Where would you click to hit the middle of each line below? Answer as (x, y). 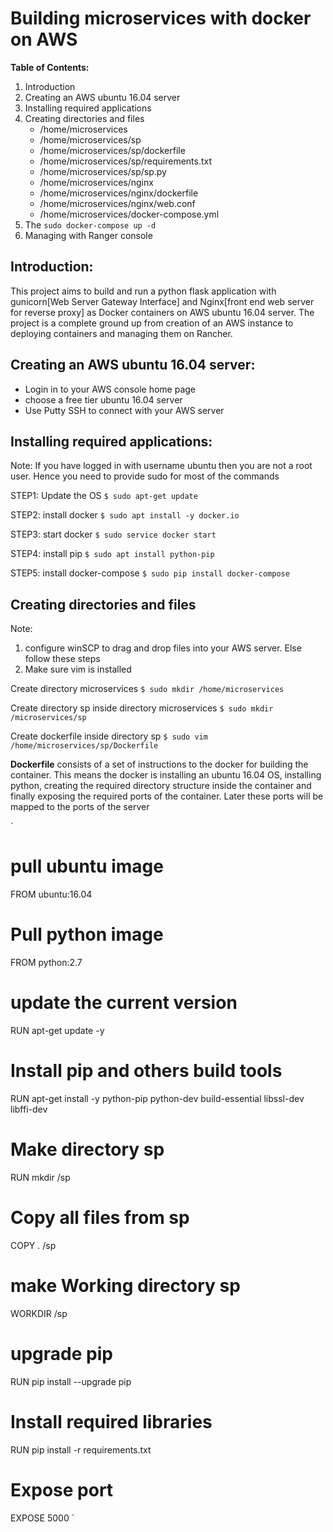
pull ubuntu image (87, 866)
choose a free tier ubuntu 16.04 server (103, 399)
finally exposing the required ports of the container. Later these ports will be (167, 796)
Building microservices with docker (161, 18)
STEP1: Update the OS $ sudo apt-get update (104, 496)
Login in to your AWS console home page (110, 389)
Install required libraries (111, 1421)
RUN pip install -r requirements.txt (81, 1449)
